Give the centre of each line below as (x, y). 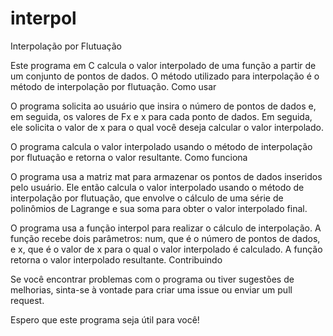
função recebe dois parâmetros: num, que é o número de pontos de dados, (165, 238)
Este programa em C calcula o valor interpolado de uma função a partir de (163, 65)
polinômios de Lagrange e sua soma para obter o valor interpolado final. (159, 208)
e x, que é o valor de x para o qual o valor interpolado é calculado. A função (166, 249)
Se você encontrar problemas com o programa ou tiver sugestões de (152, 279)
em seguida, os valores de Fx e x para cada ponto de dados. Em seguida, (161, 116)
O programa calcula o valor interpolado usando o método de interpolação (161, 146)
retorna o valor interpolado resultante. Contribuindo (116, 259)
